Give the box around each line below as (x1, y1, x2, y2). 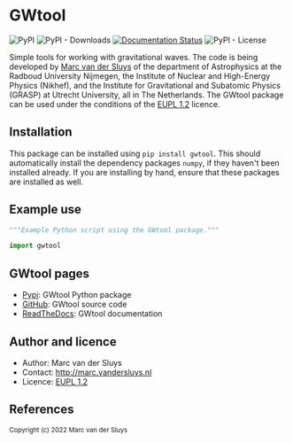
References (9, 402, 74, 417)
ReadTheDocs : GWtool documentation (21, 308, 163, 319)
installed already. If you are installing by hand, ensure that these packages (9, 167, 281, 177)
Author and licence (9, 334, 117, 349)
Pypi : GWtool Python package (21, 290, 132, 300)
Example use (9, 202, 82, 217)
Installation (9, 125, 73, 140)
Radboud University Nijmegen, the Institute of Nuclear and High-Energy (9, 70, 271, 81)
